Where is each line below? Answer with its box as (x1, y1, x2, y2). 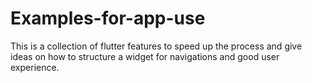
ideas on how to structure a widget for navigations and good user (10, 50, 280, 62)
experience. (10, 61, 60, 73)
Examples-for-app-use (10, 7, 206, 30)
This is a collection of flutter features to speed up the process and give (10, 40, 303, 52)
